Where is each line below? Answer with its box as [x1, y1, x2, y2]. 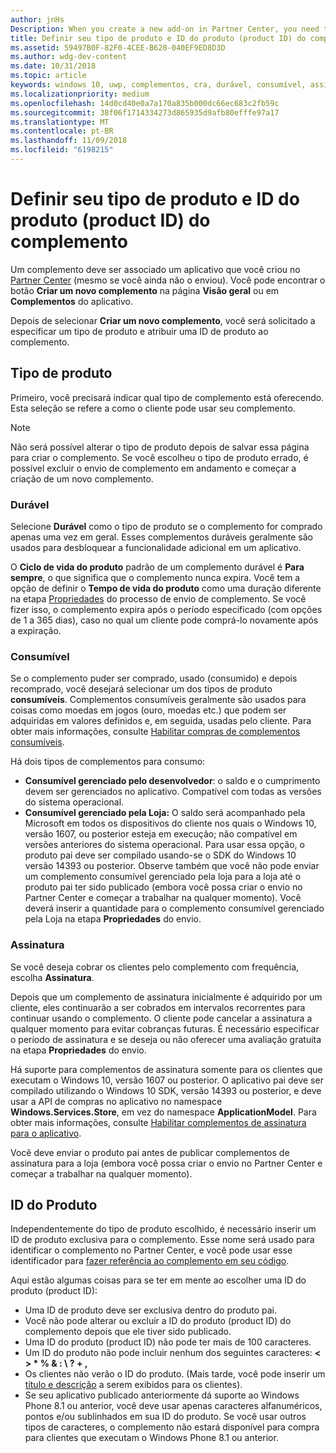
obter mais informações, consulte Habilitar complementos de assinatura [10, 1116, 307, 1128]
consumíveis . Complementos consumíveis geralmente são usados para [10, 694, 307, 706]
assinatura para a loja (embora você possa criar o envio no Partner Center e [10, 1157, 323, 1169]
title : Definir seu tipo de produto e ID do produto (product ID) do [10, 33, 307, 43]
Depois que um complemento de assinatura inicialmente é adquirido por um [10, 991, 323, 1003]
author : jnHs [10, 14, 65, 25]
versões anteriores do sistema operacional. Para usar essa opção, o [24, 839, 305, 851]
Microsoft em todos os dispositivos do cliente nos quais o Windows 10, [24, 817, 317, 830]
